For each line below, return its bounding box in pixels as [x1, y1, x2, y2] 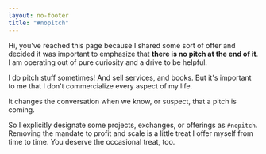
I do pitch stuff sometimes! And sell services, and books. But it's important [8, 73, 252, 82]
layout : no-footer [8, 11, 69, 20]
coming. [8, 104, 35, 115]
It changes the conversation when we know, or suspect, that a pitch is [8, 96, 237, 106]
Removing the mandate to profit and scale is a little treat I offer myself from [8, 128, 254, 138]
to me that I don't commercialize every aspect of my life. [8, 81, 193, 91]
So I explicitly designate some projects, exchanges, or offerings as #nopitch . [8, 120, 258, 130]
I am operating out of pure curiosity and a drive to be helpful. [8, 57, 208, 67]
